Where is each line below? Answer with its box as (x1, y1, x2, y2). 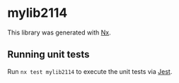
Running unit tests (7, 49, 90, 60)
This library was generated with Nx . (7, 28, 111, 37)
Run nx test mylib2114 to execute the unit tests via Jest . (7, 67, 173, 75)
